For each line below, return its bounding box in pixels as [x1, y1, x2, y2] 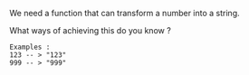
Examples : [9, 42, 51, 52]
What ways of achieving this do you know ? [9, 25, 172, 35]
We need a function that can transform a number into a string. [9, 8, 240, 18]
